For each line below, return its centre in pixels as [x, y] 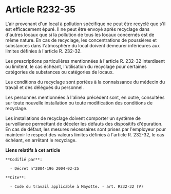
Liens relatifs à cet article [33, 150]
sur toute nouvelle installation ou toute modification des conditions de [79, 103]
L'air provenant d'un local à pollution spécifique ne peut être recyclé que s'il [85, 24]
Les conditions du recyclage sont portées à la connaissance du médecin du [85, 82]
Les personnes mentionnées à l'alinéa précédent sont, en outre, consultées [85, 97]
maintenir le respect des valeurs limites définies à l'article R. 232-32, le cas [85, 134]
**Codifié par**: [24, 160]
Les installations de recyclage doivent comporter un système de [73, 118]
